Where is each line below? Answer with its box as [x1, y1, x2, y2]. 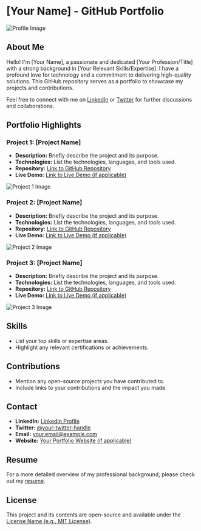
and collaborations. [6, 102, 55, 109]
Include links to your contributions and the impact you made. [15, 384, 167, 391]
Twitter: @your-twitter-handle [15, 424, 91, 431]
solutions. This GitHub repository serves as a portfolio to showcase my [6, 77, 183, 85]
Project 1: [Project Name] [6, 138, 81, 147]
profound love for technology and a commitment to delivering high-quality [6, 71, 191, 78]
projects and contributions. [6, 84, 74, 91]
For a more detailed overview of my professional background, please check [6, 471, 196, 478]
